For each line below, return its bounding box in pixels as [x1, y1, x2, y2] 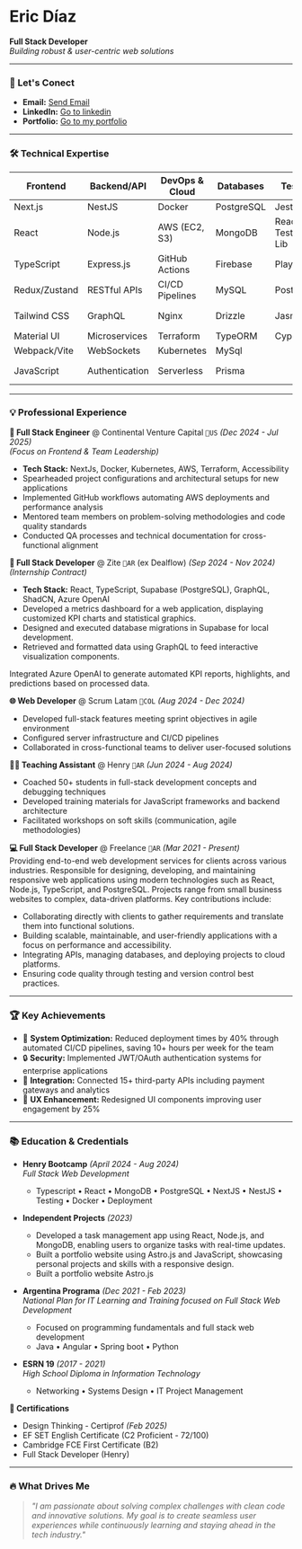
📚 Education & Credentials [9, 1135, 129, 1147]
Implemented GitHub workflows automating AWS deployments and [22, 491, 270, 502]
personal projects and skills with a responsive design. [35, 1259, 235, 1270]
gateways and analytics [22, 1084, 111, 1095]
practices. [22, 978, 60, 988]
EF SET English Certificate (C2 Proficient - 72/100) [22, 1430, 209, 1441]
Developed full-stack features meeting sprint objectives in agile [22, 713, 258, 724]
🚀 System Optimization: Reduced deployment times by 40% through [22, 1033, 280, 1044]
